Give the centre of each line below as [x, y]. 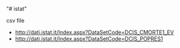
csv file [15, 20]
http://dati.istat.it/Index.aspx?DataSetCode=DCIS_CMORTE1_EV [95, 32]
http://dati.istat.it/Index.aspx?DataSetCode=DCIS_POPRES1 [89, 39]
